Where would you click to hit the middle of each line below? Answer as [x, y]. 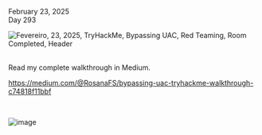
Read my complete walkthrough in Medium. [80, 67]
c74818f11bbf [30, 91]
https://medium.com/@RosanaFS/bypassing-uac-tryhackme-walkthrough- [131, 83]
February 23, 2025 [39, 12]
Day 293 [22, 20]
